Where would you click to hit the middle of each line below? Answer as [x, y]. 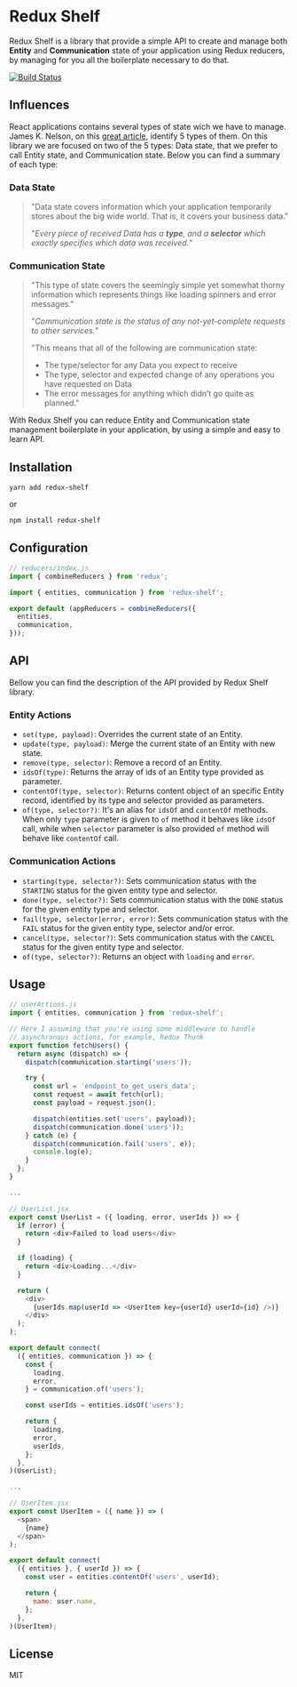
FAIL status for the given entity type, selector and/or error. [128, 928]
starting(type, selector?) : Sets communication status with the [139, 880]
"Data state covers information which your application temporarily [151, 207]
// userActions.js [43, 1005]
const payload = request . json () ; [94, 1103]
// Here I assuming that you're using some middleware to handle [132, 1029]
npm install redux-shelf [55, 521]
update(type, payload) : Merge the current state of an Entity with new [148, 743]
